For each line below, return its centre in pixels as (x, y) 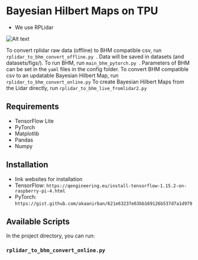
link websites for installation (48, 179)
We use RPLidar (34, 27)
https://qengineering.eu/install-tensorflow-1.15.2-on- (117, 186)
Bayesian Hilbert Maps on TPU (82, 11)
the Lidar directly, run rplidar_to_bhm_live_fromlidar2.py (77, 88)
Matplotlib (27, 133)
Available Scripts (38, 221)
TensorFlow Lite (34, 121)
